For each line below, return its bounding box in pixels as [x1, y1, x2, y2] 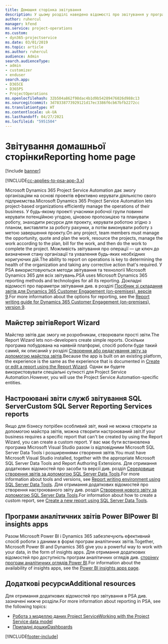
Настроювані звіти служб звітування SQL [5, 394, 142, 403]
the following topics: [5, 603, 47, 609]
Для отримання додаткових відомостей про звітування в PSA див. [5, 592, 147, 598]
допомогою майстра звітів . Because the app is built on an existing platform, [5, 353, 162, 359]
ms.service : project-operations [5, 26, 72, 31]
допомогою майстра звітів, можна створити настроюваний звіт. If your [5, 428, 156, 434]
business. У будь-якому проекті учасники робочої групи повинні [5, 208, 143, 214]
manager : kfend [5, 21, 37, 27]
